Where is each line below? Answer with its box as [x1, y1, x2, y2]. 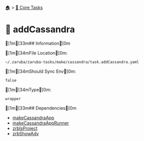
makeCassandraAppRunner [12, 120, 69, 126]
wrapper [5, 96, 21, 101]
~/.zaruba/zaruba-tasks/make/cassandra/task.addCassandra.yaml [5, 59, 140, 64]
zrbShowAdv [12, 131, 39, 137]
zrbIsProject [12, 125, 38, 131]
